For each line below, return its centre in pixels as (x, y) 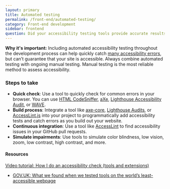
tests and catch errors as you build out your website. (68, 121)
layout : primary (22, 10)
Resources (17, 154)
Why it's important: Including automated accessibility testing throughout (81, 48)
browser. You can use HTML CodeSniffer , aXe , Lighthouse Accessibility (87, 99)
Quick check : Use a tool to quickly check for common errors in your (83, 94)
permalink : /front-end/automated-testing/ (51, 19)
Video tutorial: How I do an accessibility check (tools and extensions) (77, 165)
